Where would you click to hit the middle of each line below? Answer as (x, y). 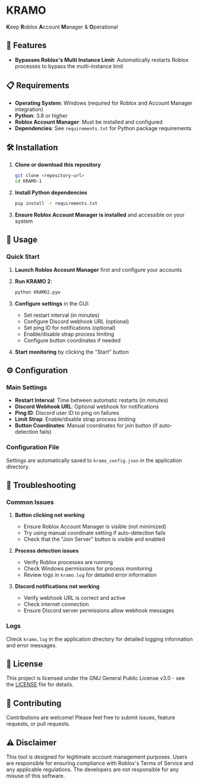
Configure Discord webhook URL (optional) (76, 321)
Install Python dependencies (51, 193)
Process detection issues (47, 551)
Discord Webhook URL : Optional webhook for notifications (87, 407)
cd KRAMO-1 (28, 181)
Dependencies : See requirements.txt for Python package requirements (103, 128)
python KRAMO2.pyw (37, 292)
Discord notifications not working (57, 587)
